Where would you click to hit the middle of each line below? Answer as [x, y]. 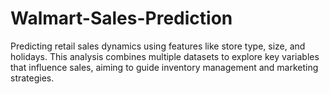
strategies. [32, 78]
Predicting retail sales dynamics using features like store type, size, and [158, 46]
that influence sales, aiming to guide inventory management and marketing [164, 67]
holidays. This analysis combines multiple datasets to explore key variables [165, 56]
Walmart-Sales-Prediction [121, 18]
